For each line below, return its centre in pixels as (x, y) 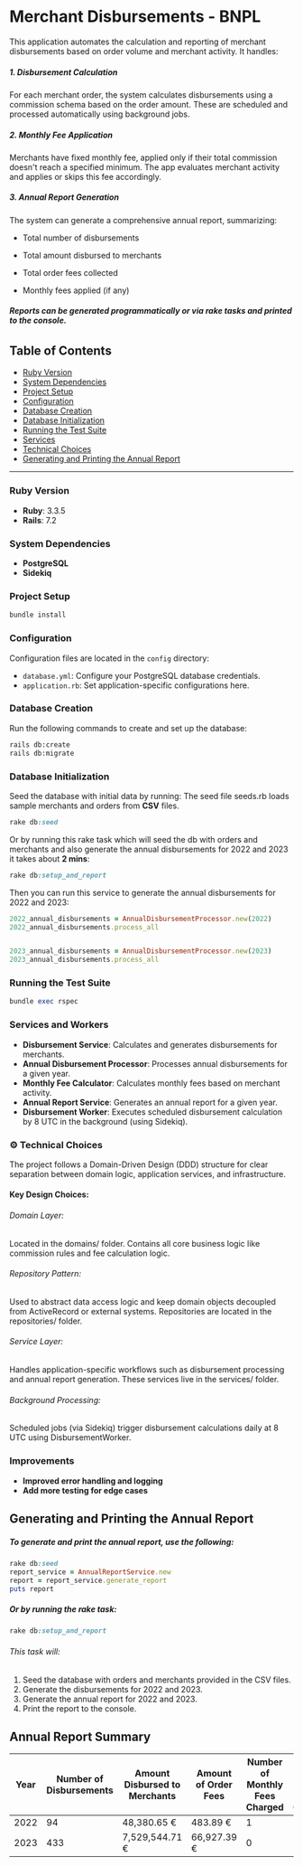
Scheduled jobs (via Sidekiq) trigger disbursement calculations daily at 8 (144, 1428)
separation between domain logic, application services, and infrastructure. (147, 1173)
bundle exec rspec (44, 1002)
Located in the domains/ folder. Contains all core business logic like (135, 1243)
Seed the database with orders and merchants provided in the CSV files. (156, 1680)
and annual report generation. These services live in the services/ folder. (144, 1380)
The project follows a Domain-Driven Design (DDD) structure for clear (139, 1164)
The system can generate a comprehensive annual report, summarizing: (143, 220)
